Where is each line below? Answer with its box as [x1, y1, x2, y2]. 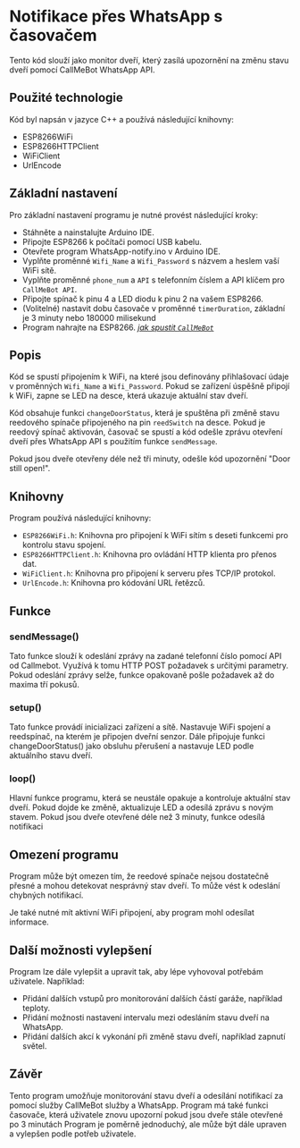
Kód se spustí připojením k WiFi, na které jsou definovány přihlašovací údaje [9, 371, 289, 382]
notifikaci [9, 821, 44, 832]
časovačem [9, 25, 97, 46]
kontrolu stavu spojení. [21, 539, 106, 551]
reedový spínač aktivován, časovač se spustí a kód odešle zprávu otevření [9, 426, 283, 437]
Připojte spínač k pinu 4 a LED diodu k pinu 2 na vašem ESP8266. [21, 293, 263, 304]
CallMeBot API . [21, 283, 78, 294]
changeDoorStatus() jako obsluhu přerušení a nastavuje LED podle [9, 740, 254, 752]
